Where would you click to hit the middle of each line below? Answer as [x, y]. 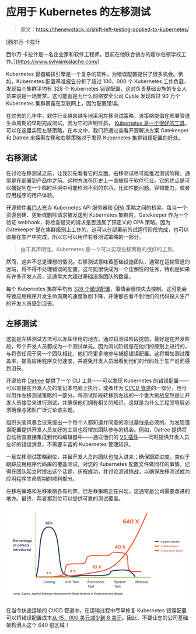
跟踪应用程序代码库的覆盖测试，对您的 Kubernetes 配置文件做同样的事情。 [95, 464]
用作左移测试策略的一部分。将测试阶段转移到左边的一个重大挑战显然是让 [98, 395]
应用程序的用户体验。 [32, 195]
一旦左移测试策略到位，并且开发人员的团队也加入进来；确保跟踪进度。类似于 [98, 457]
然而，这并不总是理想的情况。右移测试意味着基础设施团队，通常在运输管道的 [98, 262]
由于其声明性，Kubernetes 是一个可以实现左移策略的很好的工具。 [99, 249]
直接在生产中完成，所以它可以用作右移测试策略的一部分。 [75, 237]
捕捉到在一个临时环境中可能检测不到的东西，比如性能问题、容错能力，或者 [100, 187]
